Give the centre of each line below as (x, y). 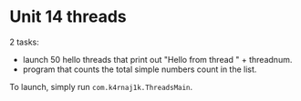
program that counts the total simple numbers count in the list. (140, 69)
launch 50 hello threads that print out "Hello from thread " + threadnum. (157, 59)
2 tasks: (24, 42)
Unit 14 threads (68, 17)
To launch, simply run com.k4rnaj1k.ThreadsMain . (101, 86)
